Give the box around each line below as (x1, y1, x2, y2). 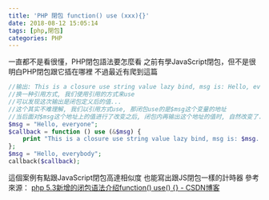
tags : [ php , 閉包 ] (8, 26, 64, 34)
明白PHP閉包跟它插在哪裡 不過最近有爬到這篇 (8, 67, 159, 77)
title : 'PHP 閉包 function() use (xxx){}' (8, 11, 150, 20)
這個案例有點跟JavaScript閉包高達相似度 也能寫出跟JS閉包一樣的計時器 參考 (8, 173, 260, 182)
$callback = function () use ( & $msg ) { (8, 127, 142, 136)
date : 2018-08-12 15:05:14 (8, 19, 98, 27)
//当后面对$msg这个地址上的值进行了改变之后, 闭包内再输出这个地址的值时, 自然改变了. (8, 113, 263, 121)
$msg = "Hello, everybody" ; (8, 150, 102, 158)
